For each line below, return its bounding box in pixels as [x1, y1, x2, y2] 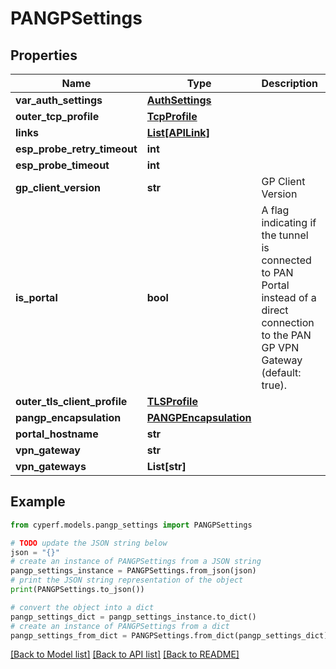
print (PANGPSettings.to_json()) [10, 585, 145, 595]
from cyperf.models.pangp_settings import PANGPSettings [10, 520, 253, 530]
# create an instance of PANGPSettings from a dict [10, 621, 230, 631]
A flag [261, 203, 290, 217]
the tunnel [261, 228, 309, 242]
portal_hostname [15, 427, 99, 441]
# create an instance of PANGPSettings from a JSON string [10, 557, 262, 567]
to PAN [261, 266, 294, 279]
